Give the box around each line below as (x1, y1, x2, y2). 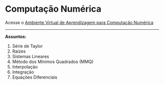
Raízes (12, 48, 26, 54)
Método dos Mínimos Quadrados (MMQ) (12, 59, 94, 64)
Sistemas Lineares (12, 53, 49, 59)
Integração (12, 69, 34, 75)
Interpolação (12, 64, 38, 69)
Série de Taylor (12, 43, 43, 49)
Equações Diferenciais (12, 74, 58, 80)
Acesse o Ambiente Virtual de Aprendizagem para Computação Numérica (5, 20, 154, 25)
